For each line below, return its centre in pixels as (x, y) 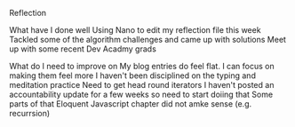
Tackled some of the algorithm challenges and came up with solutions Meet (148, 40)
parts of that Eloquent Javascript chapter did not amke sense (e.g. (131, 104)
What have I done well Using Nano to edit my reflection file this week (135, 30)
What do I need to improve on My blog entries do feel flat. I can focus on (142, 66)
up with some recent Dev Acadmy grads (83, 49)
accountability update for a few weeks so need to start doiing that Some (141, 94)
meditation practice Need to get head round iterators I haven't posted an (142, 85)
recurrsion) (30, 113)
